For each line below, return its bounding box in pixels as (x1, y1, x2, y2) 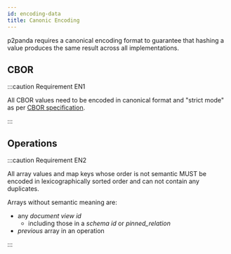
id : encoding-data (7, 10, 61, 18)
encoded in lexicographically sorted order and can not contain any (7, 177, 200, 186)
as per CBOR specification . (7, 103, 86, 112)
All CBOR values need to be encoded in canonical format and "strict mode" (7, 96, 225, 105)
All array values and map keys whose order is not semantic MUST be (7, 170, 207, 178)
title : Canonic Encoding (7, 17, 80, 24)
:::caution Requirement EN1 (7, 82, 86, 91)
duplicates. (7, 185, 40, 193)
